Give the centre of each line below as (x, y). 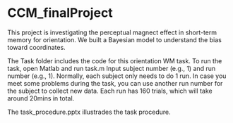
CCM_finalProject (60, 13)
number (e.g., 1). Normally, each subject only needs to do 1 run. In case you (117, 76)
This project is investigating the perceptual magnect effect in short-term (112, 32)
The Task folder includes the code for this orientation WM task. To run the (115, 60)
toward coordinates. (36, 47)
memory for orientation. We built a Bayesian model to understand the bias (115, 39)
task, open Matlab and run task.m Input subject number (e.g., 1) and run (112, 68)
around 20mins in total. (41, 98)
